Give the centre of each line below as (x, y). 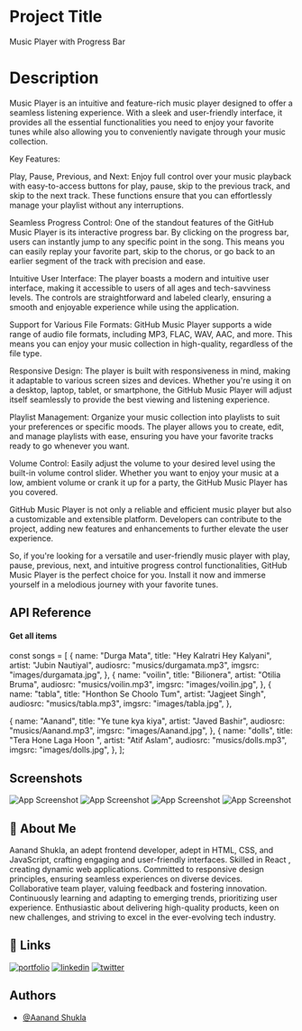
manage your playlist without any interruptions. (97, 205)
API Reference (50, 613)
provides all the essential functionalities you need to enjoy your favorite (142, 122)
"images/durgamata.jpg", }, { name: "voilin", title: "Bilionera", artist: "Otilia (145, 675)
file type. (26, 353)
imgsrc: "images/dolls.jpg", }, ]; (67, 750)
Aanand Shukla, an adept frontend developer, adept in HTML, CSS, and (142, 851)
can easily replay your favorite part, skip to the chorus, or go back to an (142, 251)
